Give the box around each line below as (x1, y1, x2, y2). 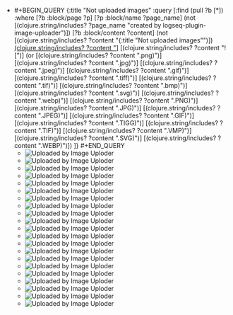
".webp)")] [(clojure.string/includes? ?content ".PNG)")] (37, 96, 198, 105)
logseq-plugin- (162, 21, 207, 29)
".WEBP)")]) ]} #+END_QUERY (37, 142, 125, 149)
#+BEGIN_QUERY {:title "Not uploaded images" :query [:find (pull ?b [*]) (13, 6, 224, 14)
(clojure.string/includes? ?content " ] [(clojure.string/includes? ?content (13, 44, 220, 52)
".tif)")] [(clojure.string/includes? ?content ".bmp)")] (37, 81, 188, 89)
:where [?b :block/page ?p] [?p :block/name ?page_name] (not (13, 13, 196, 22)
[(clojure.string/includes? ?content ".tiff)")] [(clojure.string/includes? (13, 74, 212, 82)
